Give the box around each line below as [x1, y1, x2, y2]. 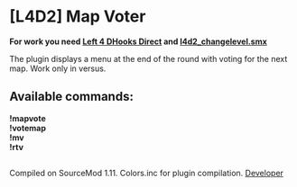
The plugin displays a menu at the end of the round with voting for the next [9, 53, 288, 64]
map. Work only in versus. [9, 63, 107, 74]
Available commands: [9, 89, 134, 104]
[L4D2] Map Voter [9, 6, 146, 27]
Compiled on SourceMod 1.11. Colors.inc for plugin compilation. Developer [9, 168, 284, 179]
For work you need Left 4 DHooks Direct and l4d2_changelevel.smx [9, 36, 268, 47]
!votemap [9, 122, 47, 133]
